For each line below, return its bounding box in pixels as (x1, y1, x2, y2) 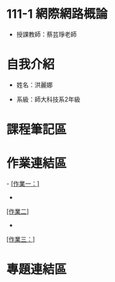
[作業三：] (6, 235, 36, 243)
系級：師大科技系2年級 (16, 95, 81, 103)
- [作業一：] (6, 179, 40, 188)
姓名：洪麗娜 (16, 80, 53, 89)
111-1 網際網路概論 (6, 6, 108, 22)
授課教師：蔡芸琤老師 (16, 30, 77, 38)
